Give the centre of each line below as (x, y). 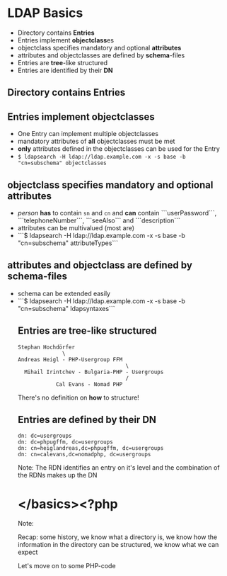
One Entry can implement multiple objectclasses (88, 134)
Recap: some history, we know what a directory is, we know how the (117, 537)
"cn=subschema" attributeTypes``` (68, 243)
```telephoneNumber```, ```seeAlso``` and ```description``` (99, 220)
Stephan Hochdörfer (46, 347)
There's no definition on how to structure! (78, 397)
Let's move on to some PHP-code (66, 566)
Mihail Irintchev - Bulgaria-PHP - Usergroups (94, 372)
